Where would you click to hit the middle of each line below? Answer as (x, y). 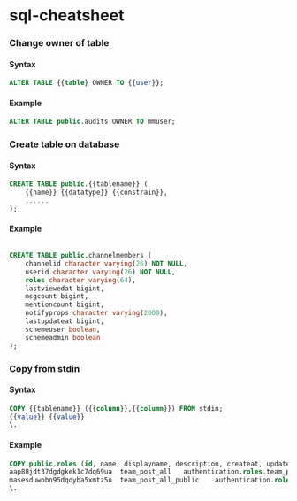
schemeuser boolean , (63, 329)
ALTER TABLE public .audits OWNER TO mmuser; (92, 122)
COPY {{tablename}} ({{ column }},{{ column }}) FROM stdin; (116, 408)
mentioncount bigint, (65, 305)
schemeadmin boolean (63, 337)
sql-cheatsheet (67, 15)
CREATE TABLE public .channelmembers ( (80, 256)
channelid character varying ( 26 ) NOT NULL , (107, 263)
